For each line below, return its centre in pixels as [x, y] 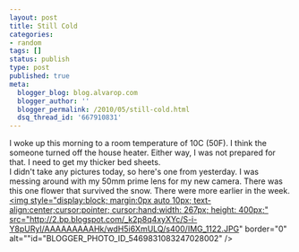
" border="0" [263, 229]
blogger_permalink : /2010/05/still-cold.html [104, 109]
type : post [30, 68]
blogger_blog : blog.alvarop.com [78, 92]
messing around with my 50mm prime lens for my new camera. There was [146, 181]
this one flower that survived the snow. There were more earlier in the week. [150, 191]
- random [26, 43]
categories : [31, 34]
